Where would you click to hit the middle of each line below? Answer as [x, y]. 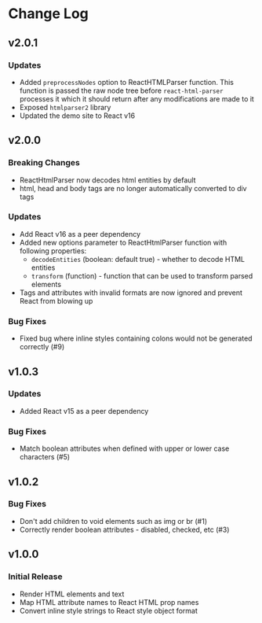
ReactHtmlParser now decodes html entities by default [107, 180]
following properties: [53, 251]
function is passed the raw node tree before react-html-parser [121, 90]
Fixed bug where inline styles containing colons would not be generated [136, 338]
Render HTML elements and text [72, 594]
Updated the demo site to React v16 [77, 116]
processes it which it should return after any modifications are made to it [137, 98]
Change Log [48, 14]
